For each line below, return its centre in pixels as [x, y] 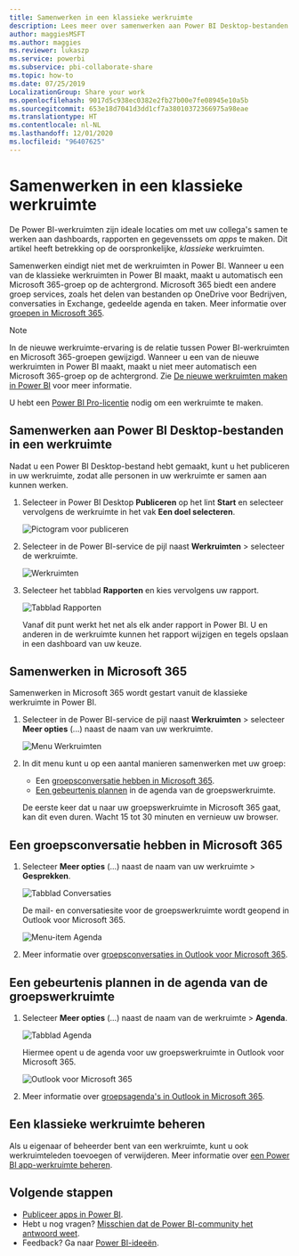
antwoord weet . [51, 1233]
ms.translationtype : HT [53, 117]
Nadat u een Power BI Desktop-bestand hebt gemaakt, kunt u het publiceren [149, 466]
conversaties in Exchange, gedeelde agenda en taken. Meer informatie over [148, 303]
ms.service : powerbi [48, 59]
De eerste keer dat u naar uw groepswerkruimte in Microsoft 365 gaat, [151, 808]
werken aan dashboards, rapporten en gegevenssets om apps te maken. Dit [149, 239]
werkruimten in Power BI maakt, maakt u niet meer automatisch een [133, 366]
